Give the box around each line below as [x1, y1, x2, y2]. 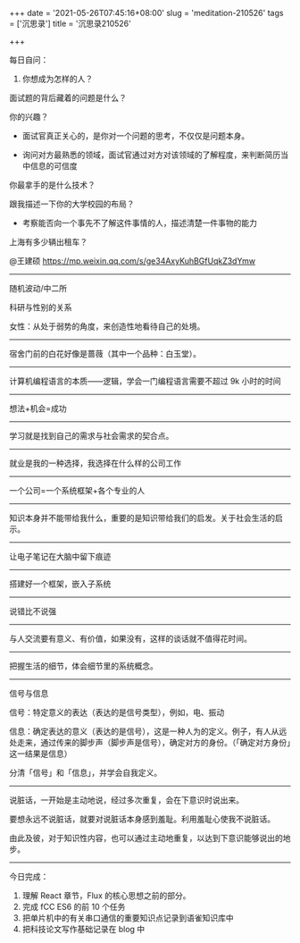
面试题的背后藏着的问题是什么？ [9, 93, 127, 103]
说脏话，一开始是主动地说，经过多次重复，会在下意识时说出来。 [9, 795, 244, 805]
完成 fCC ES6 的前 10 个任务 [21, 902, 126, 912]
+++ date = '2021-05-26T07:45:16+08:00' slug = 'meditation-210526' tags [9, 8, 284, 18]
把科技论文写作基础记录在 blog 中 [21, 924, 146, 934]
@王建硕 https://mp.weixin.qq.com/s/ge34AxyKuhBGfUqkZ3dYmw [9, 256, 256, 266]
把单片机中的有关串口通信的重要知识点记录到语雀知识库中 [21, 913, 234, 923]
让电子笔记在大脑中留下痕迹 [9, 551, 112, 561]
